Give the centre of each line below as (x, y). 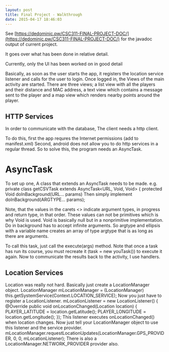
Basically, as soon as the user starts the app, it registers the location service (84, 74)
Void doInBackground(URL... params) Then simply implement (69, 194)
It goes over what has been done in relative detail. (57, 54)
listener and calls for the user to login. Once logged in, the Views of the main (85, 79)
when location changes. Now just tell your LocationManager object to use (82, 322)
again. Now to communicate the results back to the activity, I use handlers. (83, 257)
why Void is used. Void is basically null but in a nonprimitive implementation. (84, 220)
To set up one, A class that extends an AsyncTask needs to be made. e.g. (81, 184)
